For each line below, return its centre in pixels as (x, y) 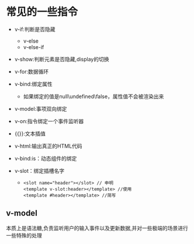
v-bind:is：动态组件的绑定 (46, 158)
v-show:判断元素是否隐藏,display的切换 (62, 59)
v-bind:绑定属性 (33, 84)
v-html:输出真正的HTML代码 (49, 146)
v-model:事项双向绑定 (41, 109)
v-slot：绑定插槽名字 (39, 170)
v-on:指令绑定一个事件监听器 (49, 121)
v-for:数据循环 (32, 71)
